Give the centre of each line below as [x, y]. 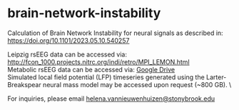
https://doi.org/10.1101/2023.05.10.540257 [68, 40]
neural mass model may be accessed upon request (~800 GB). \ [137, 84]
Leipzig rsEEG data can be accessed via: [67, 54]
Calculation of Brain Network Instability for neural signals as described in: [115, 33]
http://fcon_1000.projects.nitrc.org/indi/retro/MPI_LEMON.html [99, 61]
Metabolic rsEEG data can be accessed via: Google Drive [91, 69]
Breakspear [24, 84]
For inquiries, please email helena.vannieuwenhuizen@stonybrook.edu [111, 99]
